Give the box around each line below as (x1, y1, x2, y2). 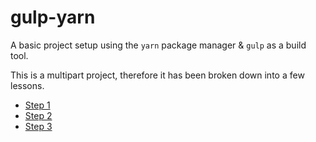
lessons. (10, 79, 45, 91)
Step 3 (24, 120, 53, 132)
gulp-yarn (10, 6, 96, 29)
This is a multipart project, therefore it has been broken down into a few (10, 69, 305, 81)
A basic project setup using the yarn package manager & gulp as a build (10, 39, 307, 51)
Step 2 (24, 109, 53, 121)
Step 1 (24, 99, 51, 111)
